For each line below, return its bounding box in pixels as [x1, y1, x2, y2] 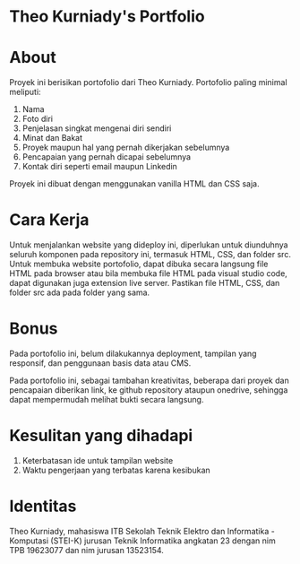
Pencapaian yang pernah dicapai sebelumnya [21, 152, 191, 162]
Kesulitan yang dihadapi [9, 426, 193, 446]
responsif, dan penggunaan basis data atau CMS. [9, 358, 192, 369]
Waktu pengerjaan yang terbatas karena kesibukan [21, 464, 210, 475]
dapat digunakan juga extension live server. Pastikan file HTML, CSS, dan [9, 278, 280, 289]
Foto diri [21, 114, 54, 125]
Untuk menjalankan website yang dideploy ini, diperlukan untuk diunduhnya [9, 239, 288, 250]
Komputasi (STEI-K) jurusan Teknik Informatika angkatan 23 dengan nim [9, 535, 276, 546]
